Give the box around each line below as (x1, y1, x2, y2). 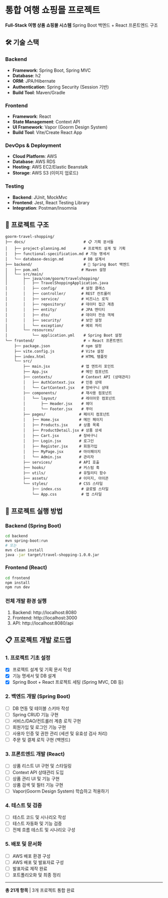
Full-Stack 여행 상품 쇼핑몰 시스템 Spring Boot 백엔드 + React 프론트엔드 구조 (5, 22, 158, 28)
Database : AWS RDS (12, 159, 56, 165)
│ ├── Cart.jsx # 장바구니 (23, 433, 97, 438)
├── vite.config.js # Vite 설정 (14, 349, 104, 354)
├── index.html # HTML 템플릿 (14, 354, 107, 359)
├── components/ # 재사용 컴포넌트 (23, 391, 112, 396)
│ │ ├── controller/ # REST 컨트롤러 (5, 291, 111, 296)
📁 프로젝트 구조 (5, 220, 49, 229)
